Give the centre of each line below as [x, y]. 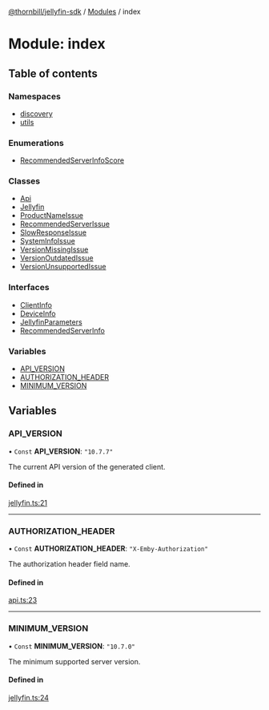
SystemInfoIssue [48, 241]
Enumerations [36, 143]
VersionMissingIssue [54, 250]
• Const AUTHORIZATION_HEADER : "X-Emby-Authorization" [108, 549]
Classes [24, 181]
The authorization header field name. [69, 564]
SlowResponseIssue [53, 232]
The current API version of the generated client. [87, 466]
